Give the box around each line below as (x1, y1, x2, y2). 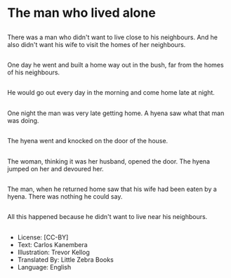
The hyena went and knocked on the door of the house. (7, 137, 169, 145)
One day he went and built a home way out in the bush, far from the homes (7, 60, 224, 69)
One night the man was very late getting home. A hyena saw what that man (7, 109, 225, 117)
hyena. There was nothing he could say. (7, 192, 123, 201)
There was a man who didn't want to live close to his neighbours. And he (7, 33, 218, 41)
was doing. (7, 116, 39, 124)
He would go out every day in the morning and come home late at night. (7, 88, 216, 97)
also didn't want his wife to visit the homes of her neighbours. (7, 40, 186, 48)
